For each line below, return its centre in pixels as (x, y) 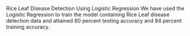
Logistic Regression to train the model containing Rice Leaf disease (88, 15)
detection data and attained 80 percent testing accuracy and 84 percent (94, 21)
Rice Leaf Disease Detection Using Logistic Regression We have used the (95, 8)
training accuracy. (28, 27)
